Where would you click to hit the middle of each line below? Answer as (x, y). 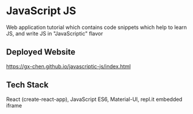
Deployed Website (41, 52)
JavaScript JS (41, 11)
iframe (14, 105)
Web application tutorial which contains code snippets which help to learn (96, 27)
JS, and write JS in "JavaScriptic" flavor (55, 33)
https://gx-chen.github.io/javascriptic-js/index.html (69, 66)
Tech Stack (27, 85)
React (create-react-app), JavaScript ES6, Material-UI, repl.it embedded (94, 99)
